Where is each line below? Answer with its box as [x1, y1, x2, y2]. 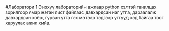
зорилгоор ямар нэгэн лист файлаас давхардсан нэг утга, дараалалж [5, 9, 157, 15]
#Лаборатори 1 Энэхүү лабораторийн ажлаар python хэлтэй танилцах [5, 4, 157, 10]
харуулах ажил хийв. [5, 20, 51, 26]
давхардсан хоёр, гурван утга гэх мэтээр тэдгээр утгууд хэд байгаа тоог [5, 15, 164, 20]
